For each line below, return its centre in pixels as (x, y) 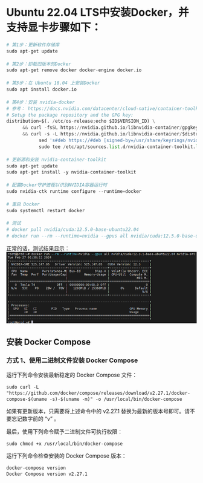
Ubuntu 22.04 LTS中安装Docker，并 (98, 12)
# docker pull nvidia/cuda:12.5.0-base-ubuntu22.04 (72, 230)
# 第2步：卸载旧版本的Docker (39, 64)
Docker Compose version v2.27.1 (47, 474)
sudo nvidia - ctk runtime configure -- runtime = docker (74, 192)
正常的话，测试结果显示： (38, 248)
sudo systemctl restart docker (46, 210)
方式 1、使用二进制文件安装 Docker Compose (72, 360)
